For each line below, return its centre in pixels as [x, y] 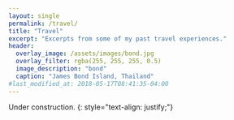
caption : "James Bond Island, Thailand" [85, 76]
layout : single [34, 16]
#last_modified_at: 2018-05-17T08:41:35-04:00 [89, 84]
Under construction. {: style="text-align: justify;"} [91, 107]
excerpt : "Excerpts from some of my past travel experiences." [118, 39]
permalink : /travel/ [43, 24]
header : [22, 46]
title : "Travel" [36, 31]
